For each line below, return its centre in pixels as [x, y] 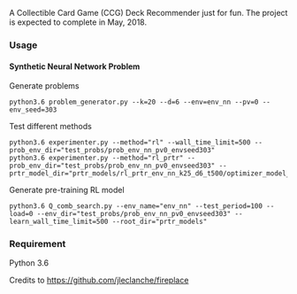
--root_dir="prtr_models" [160, 222]
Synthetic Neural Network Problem [75, 66]
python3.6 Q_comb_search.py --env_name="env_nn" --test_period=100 [136, 206]
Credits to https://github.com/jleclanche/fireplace [99, 280]
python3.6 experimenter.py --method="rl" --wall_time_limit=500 [130, 143]
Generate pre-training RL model [67, 190]
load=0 [21, 214]
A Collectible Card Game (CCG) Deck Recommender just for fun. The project [148, 13]
